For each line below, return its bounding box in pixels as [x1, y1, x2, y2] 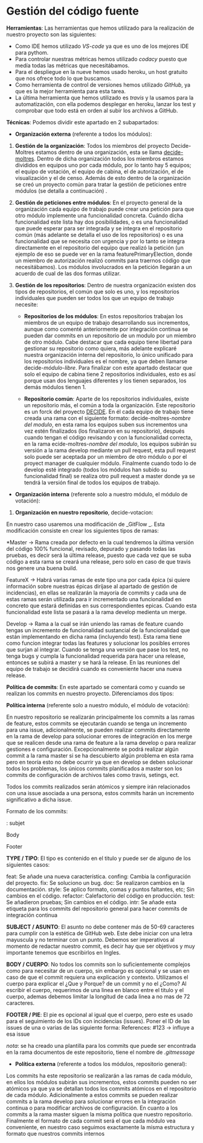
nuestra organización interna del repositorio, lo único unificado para [24, 351, 193, 358]
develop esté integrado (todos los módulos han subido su [24, 465, 167, 473]
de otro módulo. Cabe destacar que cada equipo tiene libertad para [24, 338, 192, 345]
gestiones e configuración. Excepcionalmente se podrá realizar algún [6, 745, 179, 753]
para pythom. [14, 48, 49, 56]
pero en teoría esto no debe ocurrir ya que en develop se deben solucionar [6, 758, 193, 765]
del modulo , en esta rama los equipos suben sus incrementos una [24, 421, 188, 428]
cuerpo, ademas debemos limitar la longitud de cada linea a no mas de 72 [6, 993, 190, 1000]
